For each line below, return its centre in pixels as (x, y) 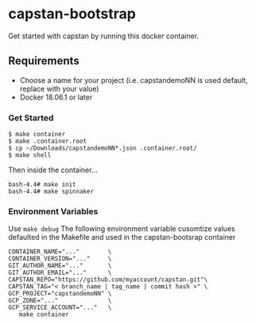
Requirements (44, 61)
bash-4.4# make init (43, 185)
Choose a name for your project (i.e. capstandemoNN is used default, (134, 80)
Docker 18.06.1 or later (56, 97)
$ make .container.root (48, 141)
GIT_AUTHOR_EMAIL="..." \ (60, 273)
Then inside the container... (53, 170)
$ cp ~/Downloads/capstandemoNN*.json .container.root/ (103, 148)
